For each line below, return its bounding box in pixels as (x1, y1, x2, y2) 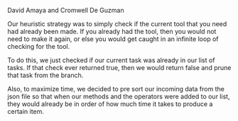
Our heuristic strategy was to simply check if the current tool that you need (7, 20, 227, 28)
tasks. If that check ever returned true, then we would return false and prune (7, 64, 232, 71)
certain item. (7, 108, 45, 115)
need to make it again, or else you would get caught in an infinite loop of (7, 35, 219, 43)
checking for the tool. (7, 42, 70, 50)
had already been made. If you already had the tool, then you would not (7, 28, 217, 35)
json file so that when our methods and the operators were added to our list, (7, 92, 230, 100)
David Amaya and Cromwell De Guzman (7, 6, 124, 14)
